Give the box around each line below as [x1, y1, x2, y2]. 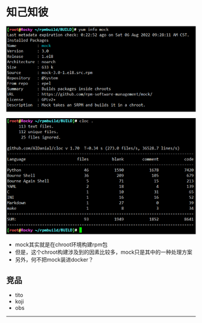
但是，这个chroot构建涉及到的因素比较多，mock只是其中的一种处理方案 [14, 248, 192, 256]
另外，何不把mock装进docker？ [14, 256, 94, 263]
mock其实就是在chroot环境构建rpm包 [14, 240, 108, 248]
